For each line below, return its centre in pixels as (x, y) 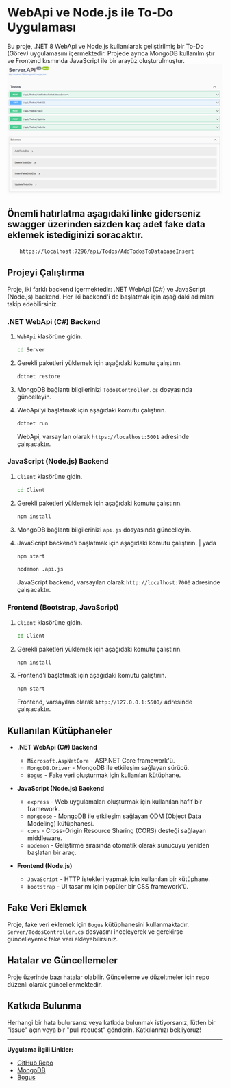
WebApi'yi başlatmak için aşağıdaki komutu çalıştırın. (91, 410)
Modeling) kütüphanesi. (61, 824)
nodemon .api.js (40, 569)
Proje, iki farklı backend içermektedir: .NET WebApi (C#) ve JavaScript (106, 289)
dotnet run (33, 423)
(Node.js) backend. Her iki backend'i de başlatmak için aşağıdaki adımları (111, 297)
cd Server (31, 350)
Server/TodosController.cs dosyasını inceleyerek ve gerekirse (95, 931)
